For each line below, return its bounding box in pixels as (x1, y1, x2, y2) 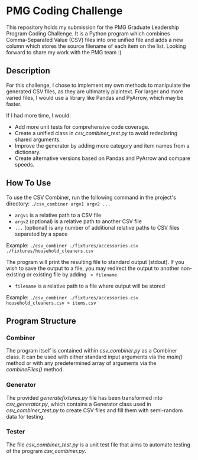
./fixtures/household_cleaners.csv (6, 248, 94, 254)
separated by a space (14, 230, 68, 237)
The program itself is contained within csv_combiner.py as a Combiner (6, 347, 177, 354)
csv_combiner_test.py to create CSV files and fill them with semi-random (6, 406, 183, 414)
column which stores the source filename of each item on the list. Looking (6, 43, 186, 50)
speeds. (14, 161, 35, 168)
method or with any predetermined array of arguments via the (6, 360, 157, 367)
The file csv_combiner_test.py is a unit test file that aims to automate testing (6, 441, 191, 448)
